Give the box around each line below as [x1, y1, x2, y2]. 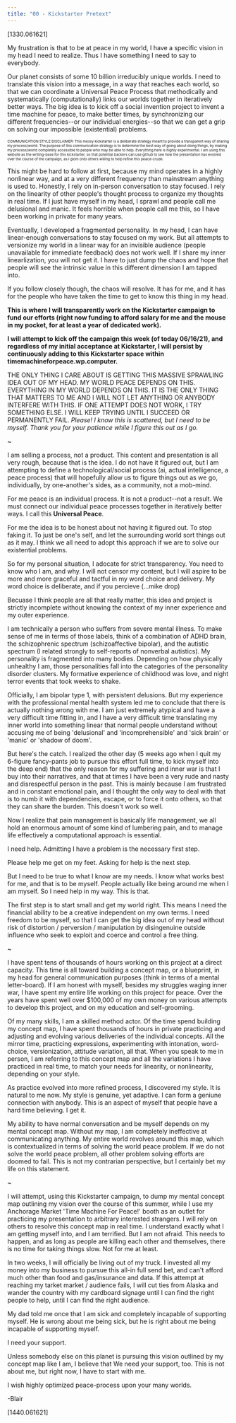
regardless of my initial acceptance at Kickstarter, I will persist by [7, 342, 203, 350]
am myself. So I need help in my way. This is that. [7, 887, 150, 895]
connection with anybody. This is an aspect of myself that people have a [7, 1098, 218, 1107]
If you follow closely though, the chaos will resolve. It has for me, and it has [7, 284, 225, 293]
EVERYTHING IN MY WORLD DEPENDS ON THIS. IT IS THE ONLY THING [7, 385, 219, 394]
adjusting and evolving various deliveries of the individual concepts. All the [7, 1032, 225, 1040]
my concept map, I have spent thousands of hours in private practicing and [7, 1024, 225, 1033]
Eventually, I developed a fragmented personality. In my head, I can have [7, 226, 218, 234]
